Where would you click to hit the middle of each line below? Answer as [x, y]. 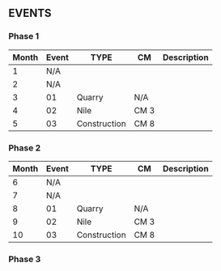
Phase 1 [24, 36]
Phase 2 [25, 147]
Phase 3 [25, 259]
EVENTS [30, 13]
